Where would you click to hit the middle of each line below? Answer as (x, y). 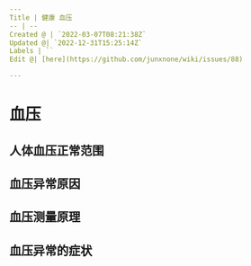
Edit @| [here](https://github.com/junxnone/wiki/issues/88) (126, 59)
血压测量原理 (45, 217)
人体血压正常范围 (57, 151)
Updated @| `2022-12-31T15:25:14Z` (76, 43)
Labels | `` (31, 51)
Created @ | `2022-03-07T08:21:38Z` (78, 34)
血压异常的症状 (51, 250)
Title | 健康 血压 (41, 18)
